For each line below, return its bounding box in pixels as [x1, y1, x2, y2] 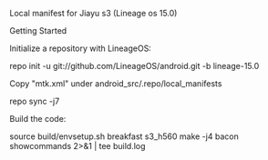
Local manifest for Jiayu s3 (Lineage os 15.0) [9, 8, 178, 18]
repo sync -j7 [9, 95, 60, 106]
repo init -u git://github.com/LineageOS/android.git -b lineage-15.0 [9, 61, 260, 71]
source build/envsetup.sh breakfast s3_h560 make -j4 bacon [9, 131, 239, 142]
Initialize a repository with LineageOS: [9, 43, 152, 54]
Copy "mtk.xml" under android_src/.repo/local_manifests [9, 78, 222, 89]
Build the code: [9, 114, 67, 124]
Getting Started [9, 25, 67, 35]
